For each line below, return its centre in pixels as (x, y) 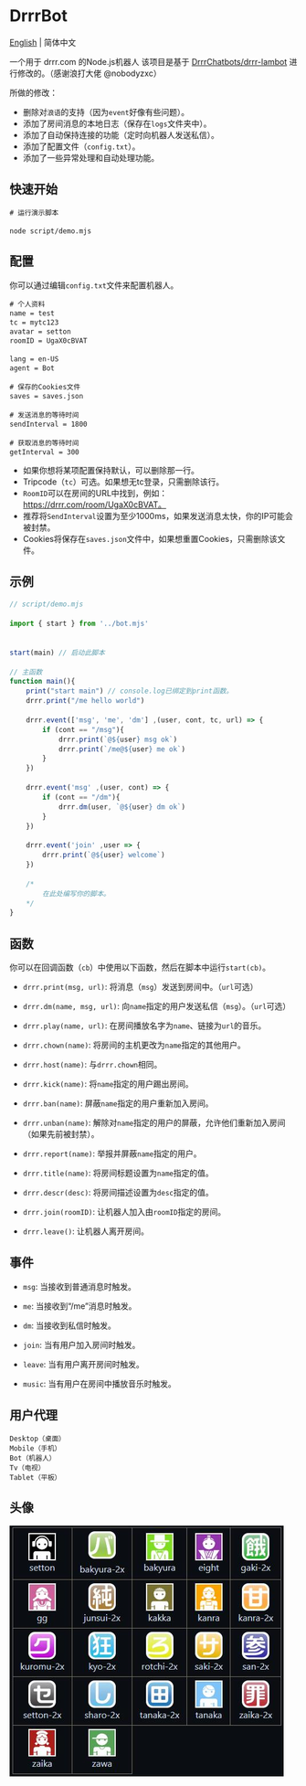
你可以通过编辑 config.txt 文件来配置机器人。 (94, 285)
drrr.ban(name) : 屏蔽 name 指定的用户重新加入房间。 (118, 1103)
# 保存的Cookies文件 (45, 387)
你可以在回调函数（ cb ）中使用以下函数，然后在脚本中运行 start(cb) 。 (140, 967)
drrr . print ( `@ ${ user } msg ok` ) (118, 739)
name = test (32, 313)
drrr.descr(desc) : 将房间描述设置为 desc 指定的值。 (118, 1193)
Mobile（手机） (36, 1448)
